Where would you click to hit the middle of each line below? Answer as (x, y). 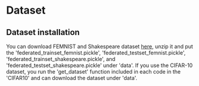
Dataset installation (43, 32)
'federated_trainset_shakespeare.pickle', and (61, 59)
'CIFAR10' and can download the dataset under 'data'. (72, 78)
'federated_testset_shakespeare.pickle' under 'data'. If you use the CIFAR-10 (99, 65)
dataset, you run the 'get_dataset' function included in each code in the (94, 71)
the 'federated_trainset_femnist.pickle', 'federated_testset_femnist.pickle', (96, 53)
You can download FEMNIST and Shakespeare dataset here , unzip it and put (99, 46)
